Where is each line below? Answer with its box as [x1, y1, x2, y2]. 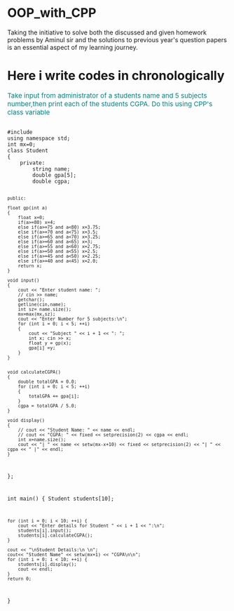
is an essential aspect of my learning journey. [7, 43, 138, 51]
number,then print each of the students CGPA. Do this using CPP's [7, 99, 213, 108]
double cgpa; [32, 178, 71, 185]
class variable [7, 107, 50, 117]
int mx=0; [7, 140, 36, 148]
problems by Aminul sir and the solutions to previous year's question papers [7, 35, 228, 44]
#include [7, 129, 33, 136]
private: [20, 159, 46, 166]
